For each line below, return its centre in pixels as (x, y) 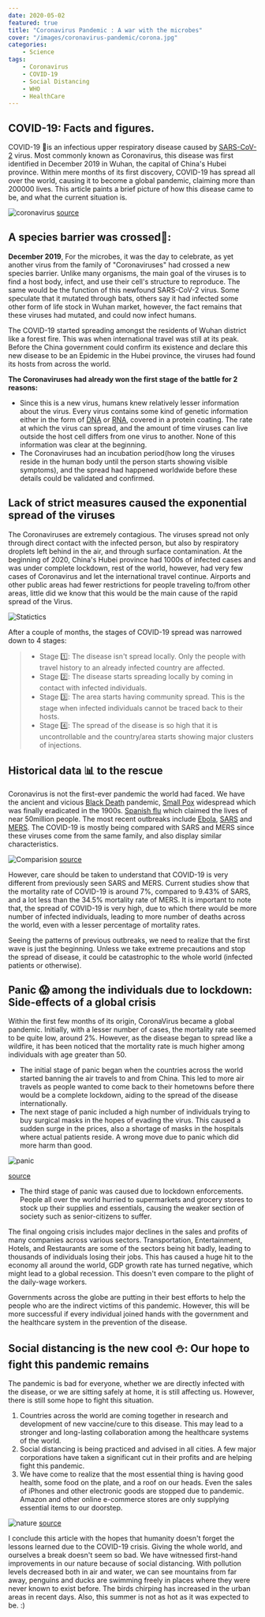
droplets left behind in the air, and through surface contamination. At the (125, 551)
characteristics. (34, 844)
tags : (17, 60)
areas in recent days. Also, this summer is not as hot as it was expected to (129, 1597)
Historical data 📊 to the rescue (86, 771)
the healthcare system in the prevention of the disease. (98, 1323)
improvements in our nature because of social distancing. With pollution (125, 1563)
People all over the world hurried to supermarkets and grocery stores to (136, 1200)
